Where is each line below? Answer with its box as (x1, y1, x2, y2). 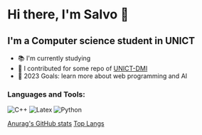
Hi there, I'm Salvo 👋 (7, 6, 129, 23)
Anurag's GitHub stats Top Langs (7, 119, 105, 128)
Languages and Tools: (7, 89, 85, 99)
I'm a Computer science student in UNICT (7, 35, 196, 47)
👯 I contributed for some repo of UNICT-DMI (17, 64, 148, 72)
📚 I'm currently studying (17, 54, 91, 63)
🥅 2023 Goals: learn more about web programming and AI (17, 72, 188, 80)
